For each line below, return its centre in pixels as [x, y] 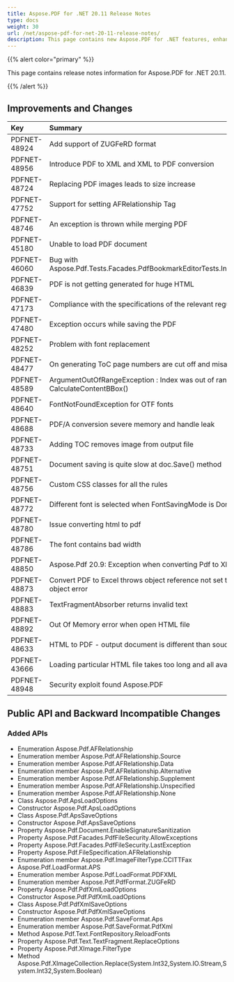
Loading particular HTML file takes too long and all [132, 664]
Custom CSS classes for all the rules [109, 484]
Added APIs [28, 733]
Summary [65, 127]
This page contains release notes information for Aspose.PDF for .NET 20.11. [117, 73]
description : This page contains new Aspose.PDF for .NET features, [109, 40]
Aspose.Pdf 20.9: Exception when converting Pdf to [134, 564]
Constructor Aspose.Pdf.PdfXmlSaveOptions [81, 911]
